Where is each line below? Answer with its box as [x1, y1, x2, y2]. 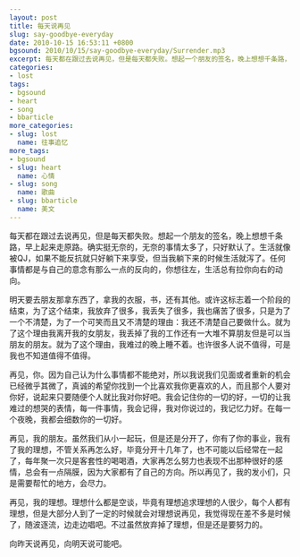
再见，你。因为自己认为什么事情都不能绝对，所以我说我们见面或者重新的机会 [9, 369, 291, 380]
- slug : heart [9, 163, 62, 172]
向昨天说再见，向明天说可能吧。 [9, 538, 127, 549]
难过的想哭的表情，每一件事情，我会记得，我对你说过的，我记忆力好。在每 [9, 402, 283, 413]
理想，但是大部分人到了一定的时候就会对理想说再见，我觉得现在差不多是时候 [9, 508, 291, 518]
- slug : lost [9, 130, 58, 139]
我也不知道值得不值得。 [9, 350, 96, 361]
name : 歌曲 [17, 188, 55, 197]
